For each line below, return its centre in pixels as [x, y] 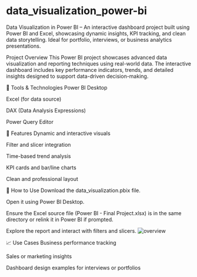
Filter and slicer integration [39, 144]
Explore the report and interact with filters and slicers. [71, 230]
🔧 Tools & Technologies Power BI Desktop [57, 87]
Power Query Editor [30, 121]
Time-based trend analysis [39, 156]
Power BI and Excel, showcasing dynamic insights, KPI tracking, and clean [96, 33]
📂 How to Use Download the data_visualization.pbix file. [74, 190]
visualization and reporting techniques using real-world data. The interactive [99, 64]
